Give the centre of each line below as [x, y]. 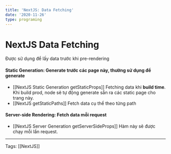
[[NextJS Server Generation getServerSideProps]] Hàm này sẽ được [84, 126]
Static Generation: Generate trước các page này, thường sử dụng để [78, 70]
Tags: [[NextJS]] [23, 146]
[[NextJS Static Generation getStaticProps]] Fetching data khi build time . [89, 87]
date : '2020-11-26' [26, 15]
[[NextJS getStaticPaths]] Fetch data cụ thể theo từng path [74, 103]
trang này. [23, 98]
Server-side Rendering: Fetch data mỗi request [56, 115]
